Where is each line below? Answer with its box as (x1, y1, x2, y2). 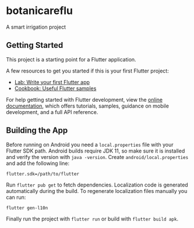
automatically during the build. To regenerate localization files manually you (6, 187, 188, 194)
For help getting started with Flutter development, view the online (6, 96, 163, 103)
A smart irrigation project (6, 23, 66, 30)
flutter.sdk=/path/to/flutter (6, 171, 80, 177)
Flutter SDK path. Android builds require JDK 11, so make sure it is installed (6, 147, 185, 154)
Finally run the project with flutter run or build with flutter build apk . (6, 215, 179, 223)
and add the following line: (6, 160, 70, 167)
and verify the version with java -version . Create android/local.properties (6, 153, 189, 160)
